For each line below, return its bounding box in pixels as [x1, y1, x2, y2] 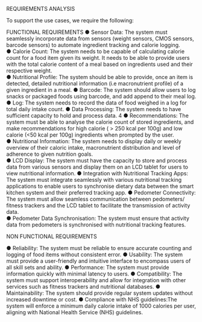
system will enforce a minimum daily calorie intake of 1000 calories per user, [6, 302, 196, 309]
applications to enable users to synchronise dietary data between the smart [6, 182, 194, 190]
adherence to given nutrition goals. [6, 150, 93, 158]
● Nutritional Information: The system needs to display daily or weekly [6, 138, 182, 144]
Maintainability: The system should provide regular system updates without [6, 289, 193, 297]
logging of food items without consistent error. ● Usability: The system [6, 251, 183, 258]
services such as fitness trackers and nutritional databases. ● [6, 283, 161, 290]
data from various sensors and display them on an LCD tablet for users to [6, 163, 189, 170]
